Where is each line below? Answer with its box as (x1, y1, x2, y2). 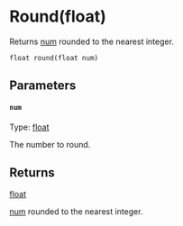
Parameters (9, 78, 77, 94)
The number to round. (9, 139, 91, 149)
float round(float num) (9, 53, 99, 62)
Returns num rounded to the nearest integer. (9, 36, 174, 47)
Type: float (9, 122, 50, 132)
